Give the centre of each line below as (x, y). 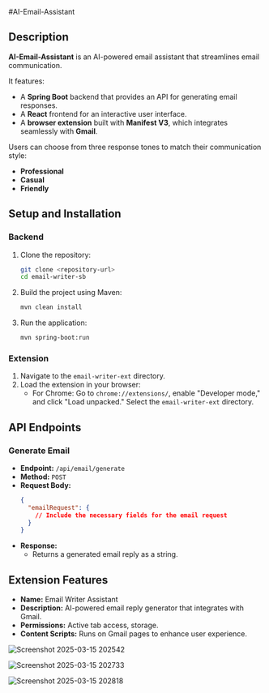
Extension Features (58, 580)
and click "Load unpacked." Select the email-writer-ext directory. (143, 402)
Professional (42, 171)
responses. (39, 105)
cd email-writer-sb (53, 277)
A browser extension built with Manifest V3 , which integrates (124, 122)
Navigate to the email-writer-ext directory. (93, 376)
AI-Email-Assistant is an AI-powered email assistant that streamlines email (134, 57)
